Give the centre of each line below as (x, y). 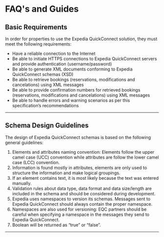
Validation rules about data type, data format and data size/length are (82, 188)
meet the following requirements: (38, 44)
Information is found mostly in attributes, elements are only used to (80, 167)
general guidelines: (24, 142)
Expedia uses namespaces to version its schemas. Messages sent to (81, 199)
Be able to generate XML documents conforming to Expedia (72, 69)
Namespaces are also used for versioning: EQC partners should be (79, 209)
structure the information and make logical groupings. (66, 173)
